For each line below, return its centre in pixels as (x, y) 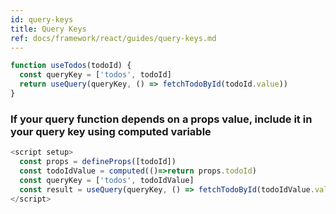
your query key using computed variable (111, 131)
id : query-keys (42, 19)
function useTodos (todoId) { (71, 66)
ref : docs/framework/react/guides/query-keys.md (113, 38)
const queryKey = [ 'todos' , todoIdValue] (107, 180)
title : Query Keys (48, 29)
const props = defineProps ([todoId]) (98, 162)
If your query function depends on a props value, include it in (161, 119)
